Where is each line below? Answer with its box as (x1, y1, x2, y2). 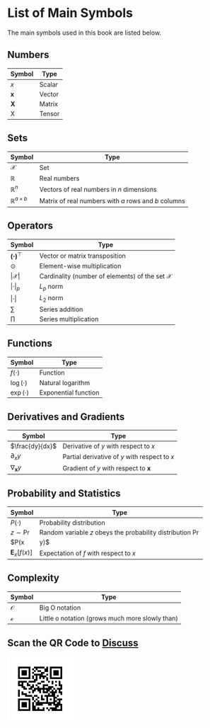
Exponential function (39, 388, 100, 397)
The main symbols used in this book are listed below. (7, 28, 161, 37)
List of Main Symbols (7, 5, 133, 21)
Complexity (7, 572, 60, 584)
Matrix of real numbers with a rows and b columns (39, 196, 185, 205)
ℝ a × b (10, 195, 28, 205)
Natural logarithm (39, 378, 91, 387)
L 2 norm (39, 293, 64, 304)
